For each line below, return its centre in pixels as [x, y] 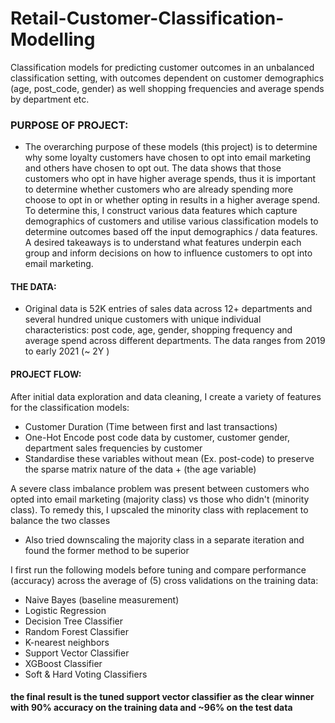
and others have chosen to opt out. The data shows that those [153, 168]
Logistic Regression [65, 610]
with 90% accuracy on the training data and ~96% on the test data [151, 708]
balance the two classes [60, 520]
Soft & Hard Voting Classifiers [86, 674]
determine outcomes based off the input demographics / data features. [171, 232]
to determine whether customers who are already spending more [159, 189]
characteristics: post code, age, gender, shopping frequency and [158, 330]
